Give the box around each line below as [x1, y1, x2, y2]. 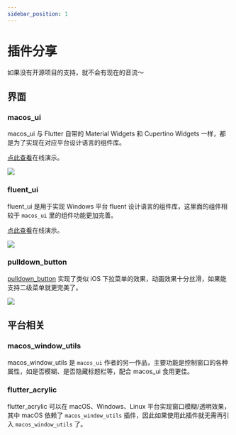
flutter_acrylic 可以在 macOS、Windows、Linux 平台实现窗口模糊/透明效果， [7, 402, 230, 410]
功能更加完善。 [73, 211, 118, 219]
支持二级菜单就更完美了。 [7, 283, 82, 292]
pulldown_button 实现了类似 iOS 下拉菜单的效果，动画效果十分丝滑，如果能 [7, 274, 227, 282]
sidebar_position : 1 [7, 10, 69, 18]
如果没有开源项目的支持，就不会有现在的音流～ [7, 68, 144, 77]
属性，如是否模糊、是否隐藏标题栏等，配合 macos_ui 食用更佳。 [7, 367, 193, 375]
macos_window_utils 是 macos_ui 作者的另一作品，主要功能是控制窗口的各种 [7, 358, 229, 366]
